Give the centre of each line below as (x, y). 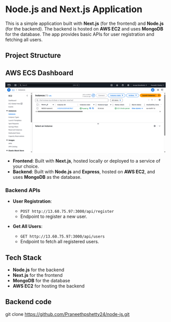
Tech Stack (23, 257)
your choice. (26, 166)
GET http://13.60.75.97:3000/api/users (63, 237)
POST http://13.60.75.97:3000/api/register (67, 212)
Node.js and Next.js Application (74, 9)
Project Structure (33, 56)
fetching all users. (24, 40)
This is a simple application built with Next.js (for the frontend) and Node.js (84, 23)
